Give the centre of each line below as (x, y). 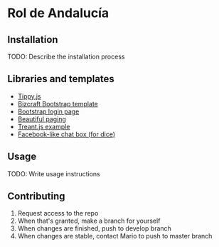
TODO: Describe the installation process (66, 56)
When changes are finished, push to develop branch (95, 228)
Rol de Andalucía (58, 13)
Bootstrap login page (48, 111)
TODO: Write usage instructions (54, 173)
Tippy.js (29, 96)
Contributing (36, 197)
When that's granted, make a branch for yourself (89, 221)
